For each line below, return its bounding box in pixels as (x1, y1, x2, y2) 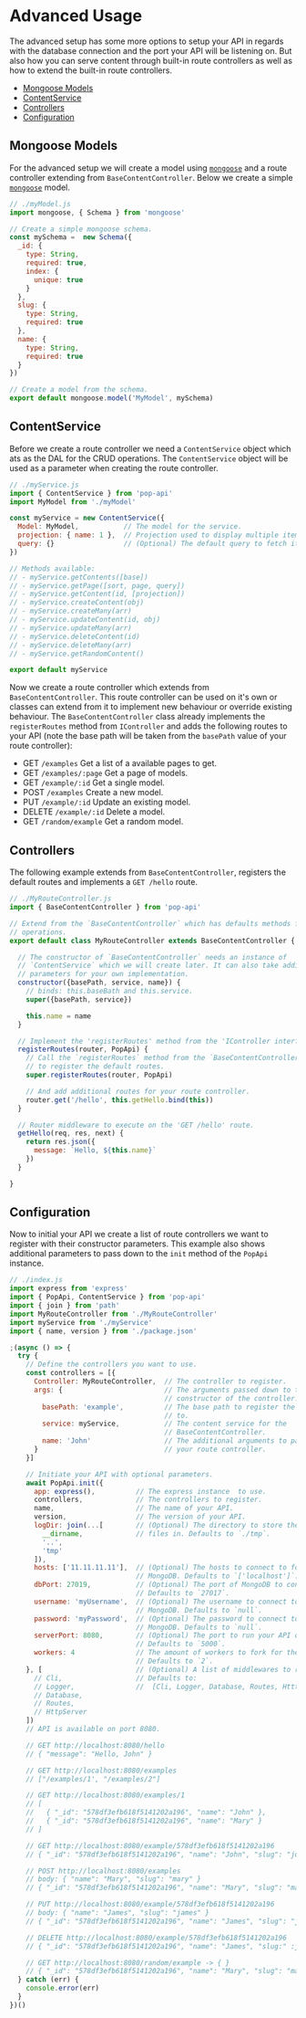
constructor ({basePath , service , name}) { (17, 978, 181, 987)
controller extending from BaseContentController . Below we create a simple (9, 172, 293, 183)
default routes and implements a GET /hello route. (9, 877, 199, 888)
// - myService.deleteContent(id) (9, 632, 141, 641)
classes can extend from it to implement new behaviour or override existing (9, 701, 293, 712)
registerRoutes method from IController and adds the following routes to (9, 720, 289, 731)
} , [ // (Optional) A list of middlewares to (25, 1665, 291, 1674)
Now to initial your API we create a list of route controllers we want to (9, 1229, 269, 1240)
